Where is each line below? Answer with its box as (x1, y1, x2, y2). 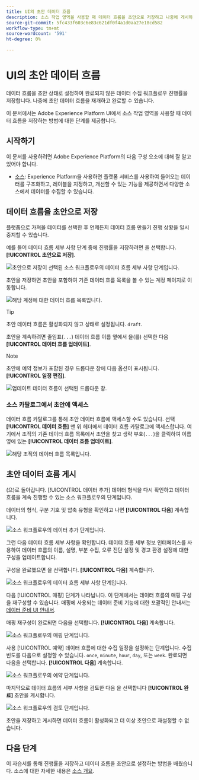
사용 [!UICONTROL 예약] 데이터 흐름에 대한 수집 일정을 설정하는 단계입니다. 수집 (6, 644, 192, 651)
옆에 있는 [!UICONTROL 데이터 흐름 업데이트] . (6, 437, 113, 445)
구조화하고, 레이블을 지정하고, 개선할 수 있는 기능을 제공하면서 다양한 (25, 180, 184, 187)
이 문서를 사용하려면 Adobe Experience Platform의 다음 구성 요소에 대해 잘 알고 (6, 152, 191, 160)
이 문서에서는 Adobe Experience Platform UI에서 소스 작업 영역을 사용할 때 (6, 109, 181, 116)
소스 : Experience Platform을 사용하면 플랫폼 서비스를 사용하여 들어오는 (14, 173, 180, 180)
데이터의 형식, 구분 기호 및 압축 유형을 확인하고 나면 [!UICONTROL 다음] (6, 506, 174, 513)
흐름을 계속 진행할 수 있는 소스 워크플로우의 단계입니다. (6, 494, 133, 501)
